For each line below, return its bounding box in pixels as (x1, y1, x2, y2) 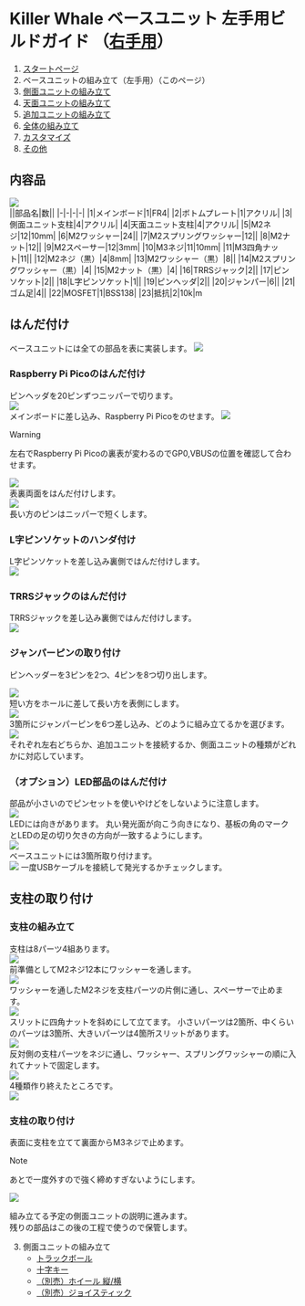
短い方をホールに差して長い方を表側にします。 (9, 698, 185, 709)
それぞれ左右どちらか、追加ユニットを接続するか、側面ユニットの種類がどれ (9, 739, 297, 750)
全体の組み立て (22, 120, 79, 131)
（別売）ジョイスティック (36, 1287, 132, 1298)
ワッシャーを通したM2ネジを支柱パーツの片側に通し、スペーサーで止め (9, 984, 276, 995)
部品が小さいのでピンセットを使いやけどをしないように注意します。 (9, 798, 264, 809)
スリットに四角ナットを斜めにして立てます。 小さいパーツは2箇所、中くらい (9, 1016, 294, 1027)
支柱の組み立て (9, 921, 76, 933)
